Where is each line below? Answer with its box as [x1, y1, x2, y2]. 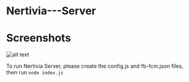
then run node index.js [6, 69, 64, 76]
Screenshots [6, 31, 71, 45]
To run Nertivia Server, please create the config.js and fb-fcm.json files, [6, 62, 184, 70]
